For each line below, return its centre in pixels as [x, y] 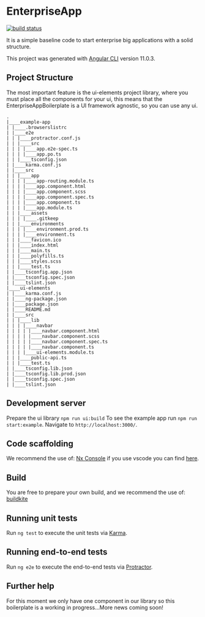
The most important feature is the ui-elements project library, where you [97, 92]
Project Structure [40, 78]
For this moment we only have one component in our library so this [91, 600]
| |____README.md [28, 309]
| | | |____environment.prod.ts [47, 229]
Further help [31, 586]
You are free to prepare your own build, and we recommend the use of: [96, 492]
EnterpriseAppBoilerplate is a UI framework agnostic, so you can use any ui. [102, 105]
